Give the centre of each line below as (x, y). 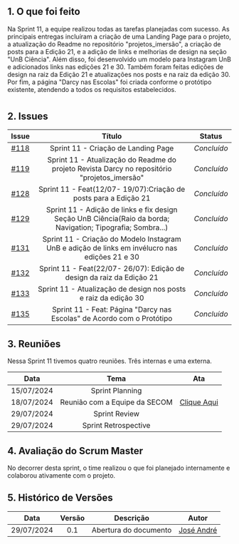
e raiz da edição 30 (112, 298)
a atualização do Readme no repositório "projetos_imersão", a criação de (114, 44)
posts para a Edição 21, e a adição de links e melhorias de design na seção (117, 51)
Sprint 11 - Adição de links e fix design (112, 210)
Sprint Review (117, 414)
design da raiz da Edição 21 (112, 277)
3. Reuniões (34, 344)
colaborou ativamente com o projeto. (62, 476)
